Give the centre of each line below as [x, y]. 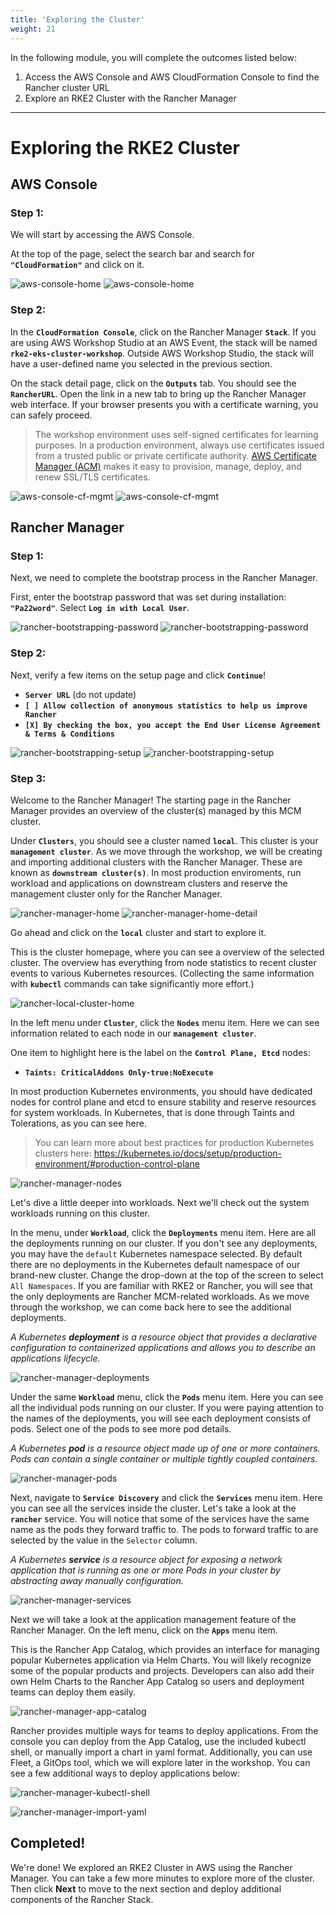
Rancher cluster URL [67, 87]
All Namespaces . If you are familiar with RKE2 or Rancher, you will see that [161, 1285]
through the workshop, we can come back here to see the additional [151, 1307]
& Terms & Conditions [69, 734]
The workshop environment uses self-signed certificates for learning [176, 434]
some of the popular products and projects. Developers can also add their [162, 1670]
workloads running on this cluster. [80, 1213]
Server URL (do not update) [80, 694]
